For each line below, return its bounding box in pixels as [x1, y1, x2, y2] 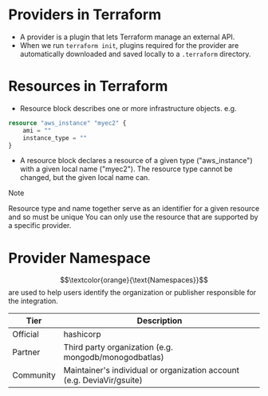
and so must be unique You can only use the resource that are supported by [8, 212, 258, 222]
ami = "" [22, 126, 52, 134]
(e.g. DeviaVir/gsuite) [63, 374, 143, 386]
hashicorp [63, 329, 101, 340]
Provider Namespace [8, 249, 152, 267]
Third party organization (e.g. [63, 342, 173, 353]
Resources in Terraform [8, 78, 168, 95]
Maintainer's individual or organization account [63, 365, 239, 376]
